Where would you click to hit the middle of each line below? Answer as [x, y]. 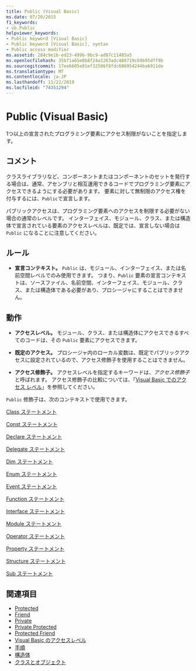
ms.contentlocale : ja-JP [36, 77]
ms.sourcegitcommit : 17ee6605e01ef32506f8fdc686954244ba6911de [85, 66]
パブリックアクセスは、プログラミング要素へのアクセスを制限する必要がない [98, 211]
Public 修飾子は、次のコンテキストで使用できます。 [68, 399]
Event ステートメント [32, 487]
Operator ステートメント [36, 536]
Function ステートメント [35, 499]
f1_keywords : [22, 22]
